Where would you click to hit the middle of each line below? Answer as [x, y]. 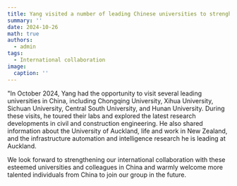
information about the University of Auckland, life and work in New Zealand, [117, 131]
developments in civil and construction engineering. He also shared [105, 123]
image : [17, 66]
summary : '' [25, 21]
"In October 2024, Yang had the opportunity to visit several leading [105, 93]
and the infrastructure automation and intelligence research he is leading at [116, 138]
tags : [15, 54]
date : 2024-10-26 [33, 27]
